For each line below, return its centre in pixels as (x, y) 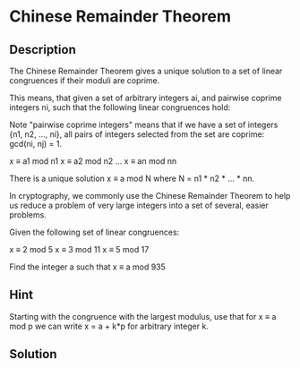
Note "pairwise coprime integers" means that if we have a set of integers (144, 124)
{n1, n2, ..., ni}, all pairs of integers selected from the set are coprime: (137, 134)
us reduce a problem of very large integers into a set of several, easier (139, 205)
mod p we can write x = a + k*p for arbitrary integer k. (109, 326)
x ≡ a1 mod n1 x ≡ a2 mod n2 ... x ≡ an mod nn (93, 161)
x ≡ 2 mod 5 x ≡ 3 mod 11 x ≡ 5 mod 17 (79, 249)
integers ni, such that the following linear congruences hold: (120, 107)
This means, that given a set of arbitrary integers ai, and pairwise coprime (146, 98)
